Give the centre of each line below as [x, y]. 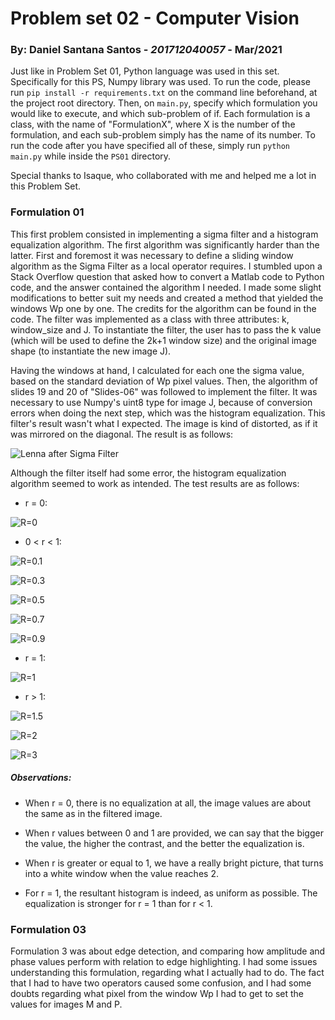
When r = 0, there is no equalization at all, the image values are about [168, 803]
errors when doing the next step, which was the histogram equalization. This [168, 413]
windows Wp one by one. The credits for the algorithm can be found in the [163, 308]
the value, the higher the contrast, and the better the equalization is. [164, 843]
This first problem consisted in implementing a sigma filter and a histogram [164, 234]
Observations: [41, 778]
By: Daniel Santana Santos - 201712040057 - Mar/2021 [146, 50]
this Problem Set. [46, 186]
